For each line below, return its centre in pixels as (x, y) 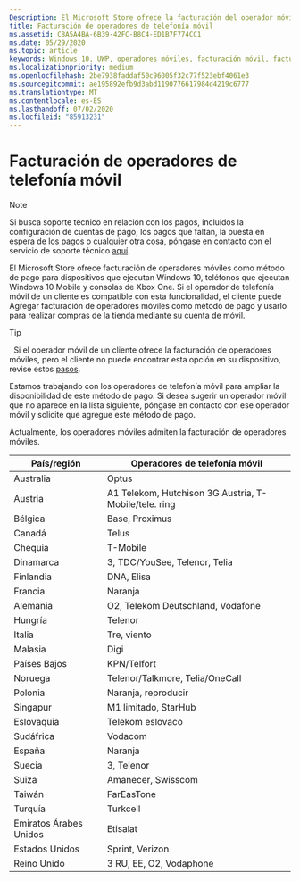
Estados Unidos (47, 849)
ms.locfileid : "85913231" (57, 117)
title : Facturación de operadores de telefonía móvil (112, 26)
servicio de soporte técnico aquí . (70, 251)
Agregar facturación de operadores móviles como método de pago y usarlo (148, 306)
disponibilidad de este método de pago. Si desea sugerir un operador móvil (148, 396)
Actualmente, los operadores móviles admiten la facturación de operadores (148, 432)
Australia (32, 478)
